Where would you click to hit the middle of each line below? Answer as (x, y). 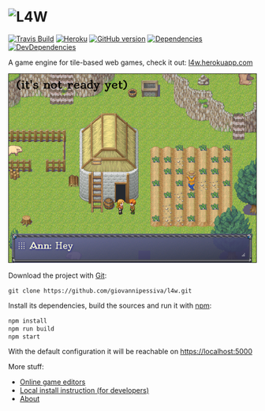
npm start (24, 337)
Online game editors (52, 382)
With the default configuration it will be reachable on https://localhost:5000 (131, 352)
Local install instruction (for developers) (84, 390)
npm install (28, 321)
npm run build (32, 329)
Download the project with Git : (58, 275)
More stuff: (26, 367)
